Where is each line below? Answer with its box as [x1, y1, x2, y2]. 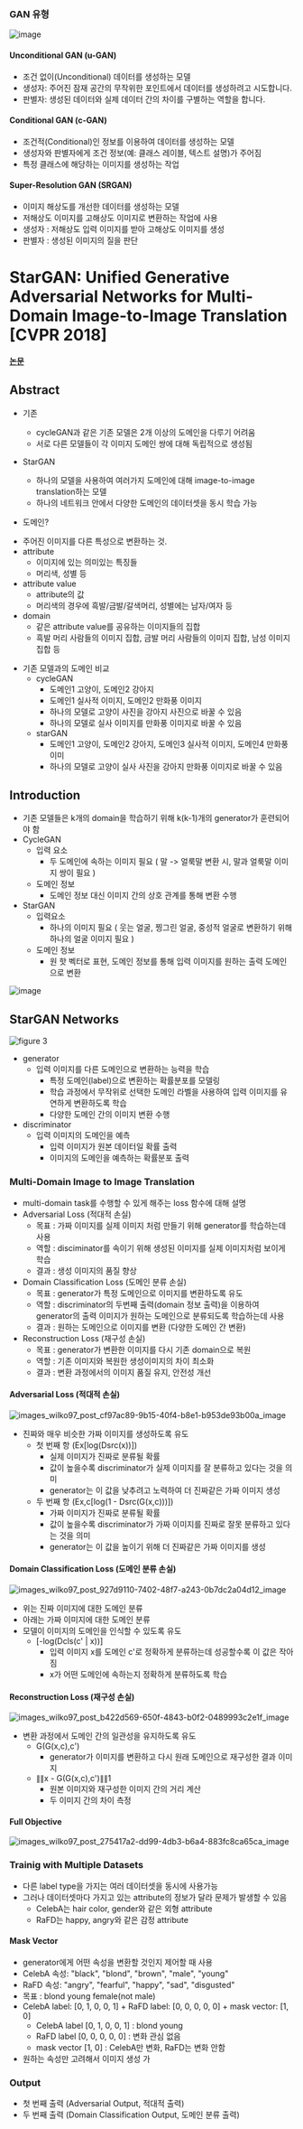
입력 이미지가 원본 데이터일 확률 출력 [49, 1141, 178, 1153]
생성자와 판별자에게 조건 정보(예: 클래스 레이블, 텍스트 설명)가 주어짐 [22, 147, 262, 158]
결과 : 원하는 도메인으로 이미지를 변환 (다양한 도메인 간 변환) [35, 1321, 246, 1332]
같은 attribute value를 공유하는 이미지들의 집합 [35, 621, 201, 631]
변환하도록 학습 [73, 1097, 128, 1108]
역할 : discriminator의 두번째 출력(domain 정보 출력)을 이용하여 [35, 1299, 260, 1310]
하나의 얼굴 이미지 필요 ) [49, 933, 135, 945]
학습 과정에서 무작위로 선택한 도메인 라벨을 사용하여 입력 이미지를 [49, 1087, 279, 1097]
